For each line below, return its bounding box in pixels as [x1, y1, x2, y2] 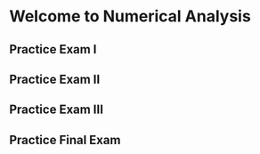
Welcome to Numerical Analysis [9, 6, 251, 27]
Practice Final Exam [9, 132, 121, 148]
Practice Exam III [9, 102, 104, 118]
